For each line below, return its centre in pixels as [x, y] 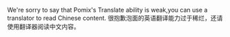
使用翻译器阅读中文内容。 [44, 26]
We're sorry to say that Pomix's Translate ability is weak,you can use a [107, 10]
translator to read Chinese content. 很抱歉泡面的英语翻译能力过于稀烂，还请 [115, 18]
